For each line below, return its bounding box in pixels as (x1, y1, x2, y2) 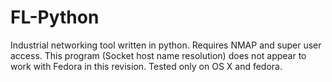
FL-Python (10, 6, 100, 29)
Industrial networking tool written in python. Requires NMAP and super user (10, 39, 322, 51)
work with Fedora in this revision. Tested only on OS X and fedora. (10, 60, 283, 72)
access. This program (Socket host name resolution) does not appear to (10, 49, 307, 61)
